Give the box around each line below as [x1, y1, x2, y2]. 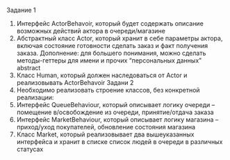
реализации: [16, 93, 54, 102]
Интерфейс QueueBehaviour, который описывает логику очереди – [16, 101, 215, 109]
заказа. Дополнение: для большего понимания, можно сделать [16, 49, 206, 57]
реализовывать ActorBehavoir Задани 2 [16, 79, 134, 86]
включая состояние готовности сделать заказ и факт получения [16, 42, 208, 49]
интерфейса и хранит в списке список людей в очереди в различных [16, 138, 223, 145]
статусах [16, 145, 44, 153]
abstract [16, 64, 41, 72]
